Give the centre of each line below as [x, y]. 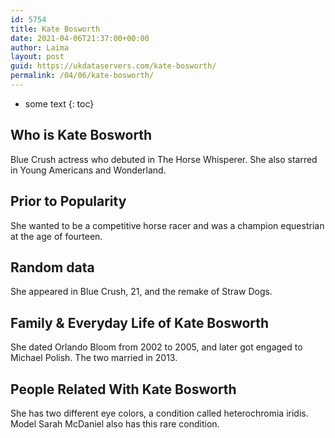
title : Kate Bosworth [55, 29]
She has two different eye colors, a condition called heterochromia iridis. [159, 413]
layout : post [37, 57]
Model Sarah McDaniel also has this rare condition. [115, 423]
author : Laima [40, 47]
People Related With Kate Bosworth [123, 389]
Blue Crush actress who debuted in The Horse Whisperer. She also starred [164, 159]
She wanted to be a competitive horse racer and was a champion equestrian [167, 225]
